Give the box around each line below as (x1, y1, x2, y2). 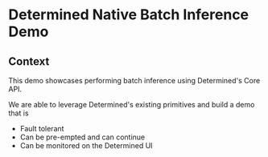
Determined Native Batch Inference (8, 6, 249, 24)
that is (8, 108, 30, 118)
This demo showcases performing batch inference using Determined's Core (8, 76, 261, 85)
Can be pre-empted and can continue (19, 132, 146, 142)
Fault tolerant (19, 124, 64, 133)
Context (8, 54, 50, 68)
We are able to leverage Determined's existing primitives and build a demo (8, 100, 255, 109)
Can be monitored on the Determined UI (19, 141, 153, 150)
